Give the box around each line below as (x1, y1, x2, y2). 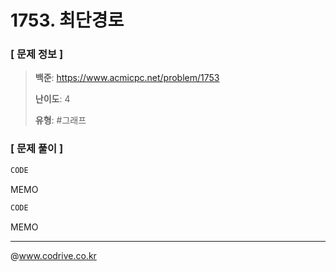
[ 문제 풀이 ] (10, 142, 64, 156)
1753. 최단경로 (10, 9, 125, 32)
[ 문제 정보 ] (10, 47, 64, 61)
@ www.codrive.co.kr (10, 249, 97, 261)
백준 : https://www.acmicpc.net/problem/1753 (34, 72, 220, 84)
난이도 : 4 (34, 93, 71, 105)
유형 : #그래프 (34, 114, 87, 126)
